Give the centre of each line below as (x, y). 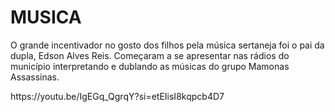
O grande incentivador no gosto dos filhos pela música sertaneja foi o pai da (167, 45)
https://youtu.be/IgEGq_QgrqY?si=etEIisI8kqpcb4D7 (117, 96)
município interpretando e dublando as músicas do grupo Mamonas (150, 66)
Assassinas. (35, 77)
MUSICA (46, 17)
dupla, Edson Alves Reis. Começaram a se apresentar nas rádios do (150, 55)
